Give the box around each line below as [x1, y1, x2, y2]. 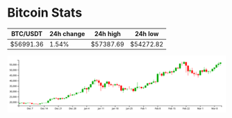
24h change [49, 30, 85, 38]
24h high [94, 30, 122, 38]
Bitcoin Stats [7, 5, 83, 21]
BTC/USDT [11, 30, 43, 38]
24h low [134, 30, 159, 38]
